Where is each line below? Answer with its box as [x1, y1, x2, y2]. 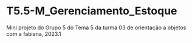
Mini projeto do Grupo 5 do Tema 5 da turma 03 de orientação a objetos [6, 24, 187, 31]
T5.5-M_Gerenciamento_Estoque [6, 4, 177, 18]
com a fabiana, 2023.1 [6, 30, 61, 37]
